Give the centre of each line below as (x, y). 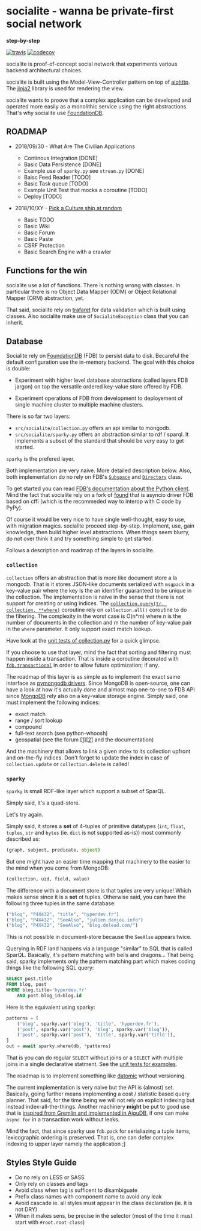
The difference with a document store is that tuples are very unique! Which (99, 890)
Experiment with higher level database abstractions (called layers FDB (101, 380)
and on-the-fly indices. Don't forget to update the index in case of (88, 758)
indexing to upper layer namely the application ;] (66, 1144)
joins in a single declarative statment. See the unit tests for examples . (92, 1064)
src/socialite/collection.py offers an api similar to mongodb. (93, 428)
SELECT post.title (29, 979)
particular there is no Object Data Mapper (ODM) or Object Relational (91, 291)
